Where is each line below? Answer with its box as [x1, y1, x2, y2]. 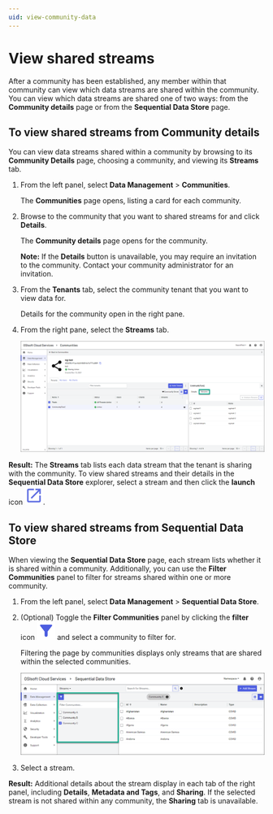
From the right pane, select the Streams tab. [19, 325, 169, 335]
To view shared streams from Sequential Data [8, 520, 244, 534]
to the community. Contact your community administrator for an [19, 260, 234, 270]
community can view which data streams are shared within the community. [8, 85, 259, 94]
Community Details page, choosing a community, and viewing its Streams [8, 155, 259, 166]
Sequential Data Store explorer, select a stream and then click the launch [8, 477, 256, 487]
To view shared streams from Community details [8, 125, 260, 139]
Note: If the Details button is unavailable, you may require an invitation [19, 252, 258, 262]
